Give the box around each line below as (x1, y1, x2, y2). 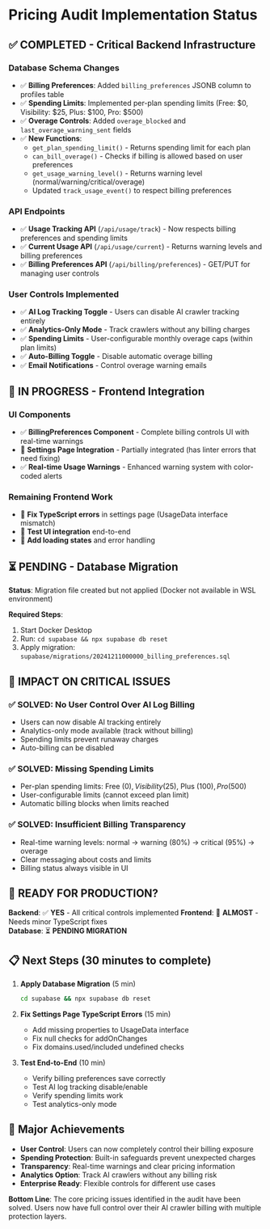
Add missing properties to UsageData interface (32, 1025, 189, 1035)
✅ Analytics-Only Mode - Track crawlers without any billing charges (19, 325, 251, 335)
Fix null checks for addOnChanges (32, 1033, 148, 1044)
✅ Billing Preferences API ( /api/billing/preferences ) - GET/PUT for (19, 260, 251, 269)
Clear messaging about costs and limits (19, 855, 152, 864)
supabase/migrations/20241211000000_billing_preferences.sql (19, 653, 231, 661)
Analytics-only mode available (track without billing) (19, 725, 194, 735)
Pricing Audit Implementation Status (8, 6, 258, 24)
